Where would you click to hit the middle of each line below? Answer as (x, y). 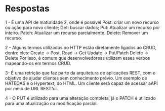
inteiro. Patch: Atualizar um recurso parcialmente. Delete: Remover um (77, 33)
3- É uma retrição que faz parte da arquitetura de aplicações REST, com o (80, 73)
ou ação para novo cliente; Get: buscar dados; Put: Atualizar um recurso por (82, 27)
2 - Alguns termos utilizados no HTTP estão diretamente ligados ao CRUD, (81, 47)
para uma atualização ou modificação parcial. (51, 103)
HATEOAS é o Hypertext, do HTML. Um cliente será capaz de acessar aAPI (82, 83)
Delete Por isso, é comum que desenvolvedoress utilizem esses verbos (78, 58)
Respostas (27, 9)
